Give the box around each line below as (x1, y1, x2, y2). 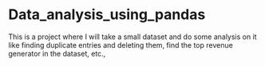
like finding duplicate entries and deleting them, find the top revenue (8, 40, 233, 49)
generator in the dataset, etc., (8, 49, 106, 58)
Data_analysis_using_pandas (8, 6, 206, 24)
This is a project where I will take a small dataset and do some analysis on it (8, 32, 257, 41)
